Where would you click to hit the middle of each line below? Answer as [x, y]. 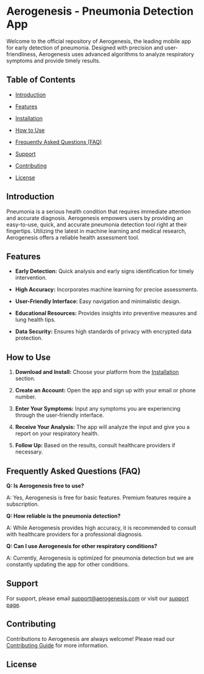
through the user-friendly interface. [60, 415]
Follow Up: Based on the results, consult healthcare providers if [95, 445]
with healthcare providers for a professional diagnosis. [75, 534]
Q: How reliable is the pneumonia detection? [63, 516]
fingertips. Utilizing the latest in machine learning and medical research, [97, 231]
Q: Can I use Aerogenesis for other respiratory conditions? [82, 546]
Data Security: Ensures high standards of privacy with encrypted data [103, 332]
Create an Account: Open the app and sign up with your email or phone [105, 390]
